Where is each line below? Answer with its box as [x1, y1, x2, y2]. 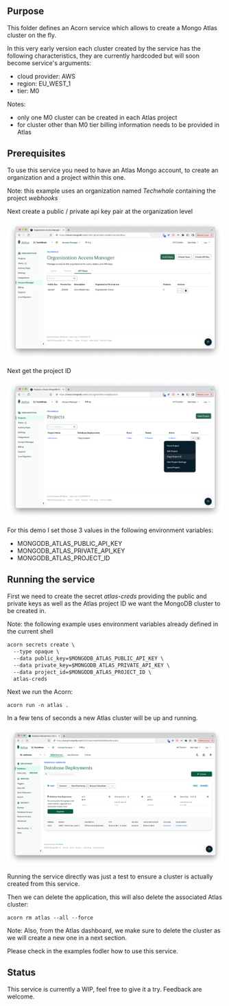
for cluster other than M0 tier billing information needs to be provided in [16, 120, 220, 129]
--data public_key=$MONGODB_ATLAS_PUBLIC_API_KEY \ [13, 655, 165, 662]
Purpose [7, 5, 45, 17]
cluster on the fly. [7, 31, 57, 39]
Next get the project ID [7, 366, 71, 374]
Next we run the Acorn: [7, 687, 73, 695]
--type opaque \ [13, 648, 60, 655]
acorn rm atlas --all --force [7, 914, 94, 921]
